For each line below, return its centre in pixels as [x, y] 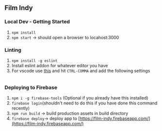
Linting [13, 50]
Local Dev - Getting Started [37, 22]
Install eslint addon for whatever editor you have [60, 65]
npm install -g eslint [34, 61]
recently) [21, 108]
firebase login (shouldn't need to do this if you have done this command [84, 103]
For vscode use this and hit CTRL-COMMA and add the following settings [81, 71]
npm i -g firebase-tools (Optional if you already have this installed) [80, 98]
